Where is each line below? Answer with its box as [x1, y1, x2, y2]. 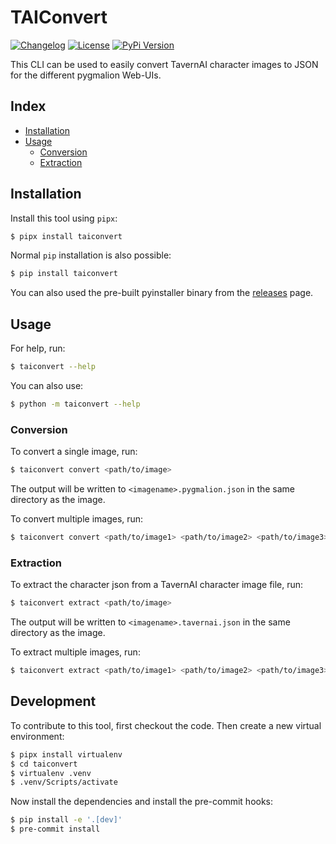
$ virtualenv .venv [10, 768, 92, 778]
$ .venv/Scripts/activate [10, 777, 118, 788]
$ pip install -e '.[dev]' [10, 815, 123, 825]
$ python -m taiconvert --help [10, 399, 141, 409]
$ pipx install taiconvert [10, 231, 123, 241]
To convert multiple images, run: [10, 513, 144, 525]
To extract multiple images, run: [10, 646, 141, 658]
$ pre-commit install [10, 824, 101, 835]
